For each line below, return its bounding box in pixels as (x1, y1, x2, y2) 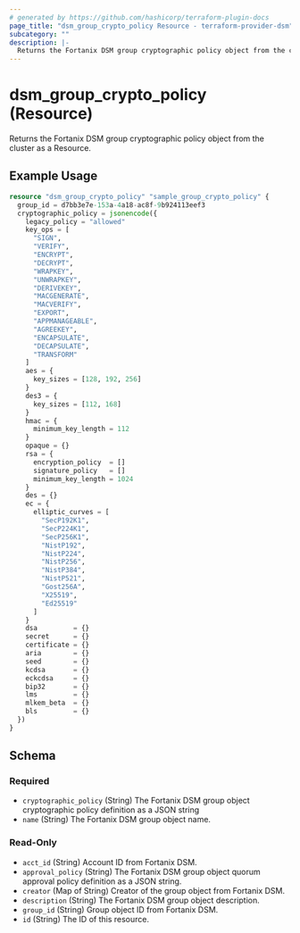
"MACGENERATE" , (32, 292, 90, 301)
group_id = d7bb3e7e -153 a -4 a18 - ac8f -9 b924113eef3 (17, 200, 205, 210)
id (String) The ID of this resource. (21, 913, 150, 924)
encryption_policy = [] (32, 457, 126, 467)
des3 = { (25, 391, 58, 400)
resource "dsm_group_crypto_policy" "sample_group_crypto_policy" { (9, 192, 270, 201)
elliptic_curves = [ (32, 508, 110, 517)
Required (9, 775, 50, 787)
